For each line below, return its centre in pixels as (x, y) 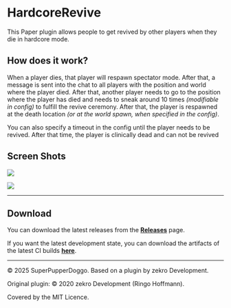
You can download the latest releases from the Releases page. (96, 230)
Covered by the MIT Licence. (48, 297)
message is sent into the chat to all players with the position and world (107, 85)
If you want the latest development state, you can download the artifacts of (113, 243)
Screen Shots (37, 156)
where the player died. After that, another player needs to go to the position (114, 92)
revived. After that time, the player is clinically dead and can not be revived (113, 134)
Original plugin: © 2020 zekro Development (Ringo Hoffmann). (96, 284)
